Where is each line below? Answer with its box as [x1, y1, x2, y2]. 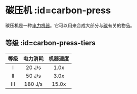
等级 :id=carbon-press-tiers [5, 39, 96, 47]
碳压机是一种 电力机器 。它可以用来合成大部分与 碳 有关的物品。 [5, 22, 135, 28]
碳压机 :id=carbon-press [5, 5, 111, 16]
